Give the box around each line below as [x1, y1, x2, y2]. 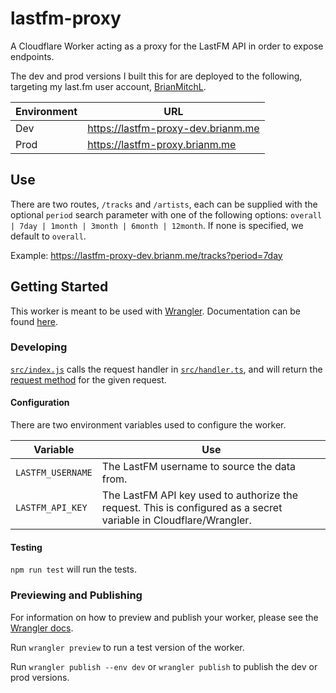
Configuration [10, 397, 70, 409]
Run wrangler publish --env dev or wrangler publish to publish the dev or [10, 660, 318, 672]
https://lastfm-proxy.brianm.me [87, 137, 237, 151]
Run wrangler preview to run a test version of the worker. [10, 641, 245, 653]
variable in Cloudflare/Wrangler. [101, 513, 252, 527]
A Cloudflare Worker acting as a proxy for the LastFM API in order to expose [10, 40, 324, 52]
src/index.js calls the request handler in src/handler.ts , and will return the [10, 363, 323, 375]
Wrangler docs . [10, 622, 74, 634]
